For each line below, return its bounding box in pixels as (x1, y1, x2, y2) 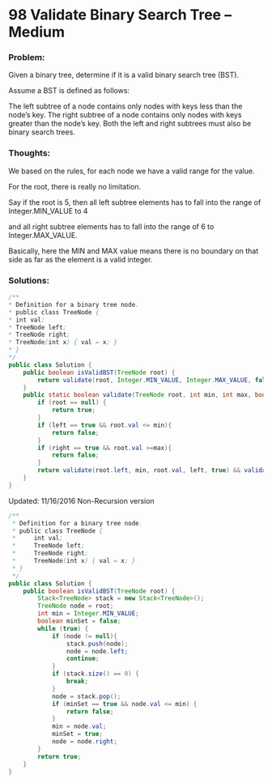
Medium (8, 23, 65, 41)
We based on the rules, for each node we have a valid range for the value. (8, 166, 255, 176)
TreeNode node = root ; (37, 602, 114, 611)
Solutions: (8, 274, 50, 286)
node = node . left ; (66, 647, 129, 655)
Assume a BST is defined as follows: (8, 86, 130, 96)
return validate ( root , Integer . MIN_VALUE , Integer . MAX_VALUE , (37, 376, 252, 384)
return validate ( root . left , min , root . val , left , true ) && (37, 466, 241, 474)
